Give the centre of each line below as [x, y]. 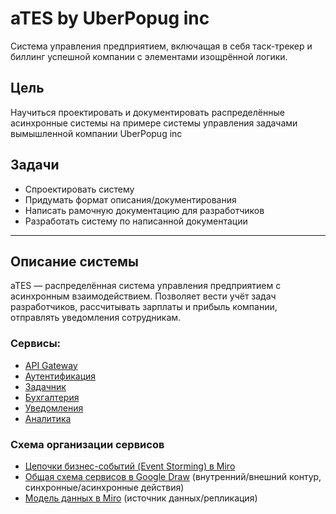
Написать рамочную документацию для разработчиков [144, 210]
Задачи [35, 165]
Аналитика [48, 418]
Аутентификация [60, 376]
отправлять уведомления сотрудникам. [96, 318]
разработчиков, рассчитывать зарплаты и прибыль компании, [144, 307]
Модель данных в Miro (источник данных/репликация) [141, 498]
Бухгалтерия [52, 397]
